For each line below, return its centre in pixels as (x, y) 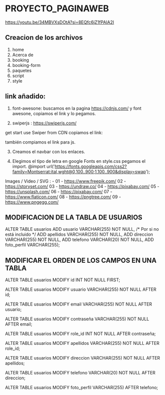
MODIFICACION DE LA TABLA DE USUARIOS (74, 217)
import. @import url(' (33, 166)
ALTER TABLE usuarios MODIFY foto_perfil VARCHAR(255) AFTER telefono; (82, 388)
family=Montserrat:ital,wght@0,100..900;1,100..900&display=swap (79, 171)
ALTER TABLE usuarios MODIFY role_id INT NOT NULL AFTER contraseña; (81, 334)
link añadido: (25, 96)
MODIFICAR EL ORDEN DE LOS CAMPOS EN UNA (81, 260)
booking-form (26, 65)
